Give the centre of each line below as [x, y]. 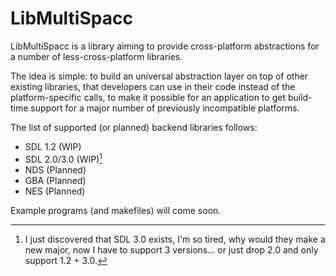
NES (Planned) [55, 191]
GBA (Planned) [55, 180]
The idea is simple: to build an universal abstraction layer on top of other [159, 76]
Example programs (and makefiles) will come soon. [116, 210]
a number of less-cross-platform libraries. [96, 56]
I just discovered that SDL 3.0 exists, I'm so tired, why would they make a [175, 239]
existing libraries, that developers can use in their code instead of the [153, 86]
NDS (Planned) [55, 169]
